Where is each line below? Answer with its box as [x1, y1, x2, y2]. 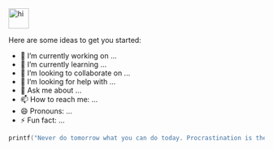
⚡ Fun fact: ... [19, 115, 65, 125]
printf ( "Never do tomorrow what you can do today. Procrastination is [8, 134, 253, 142]
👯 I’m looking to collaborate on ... [19, 68, 131, 78]
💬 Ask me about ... [19, 85, 82, 95]
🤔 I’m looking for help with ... [19, 77, 116, 86]
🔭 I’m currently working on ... [19, 51, 117, 60]
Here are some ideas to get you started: [8, 36, 142, 45]
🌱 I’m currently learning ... [19, 60, 107, 69]
